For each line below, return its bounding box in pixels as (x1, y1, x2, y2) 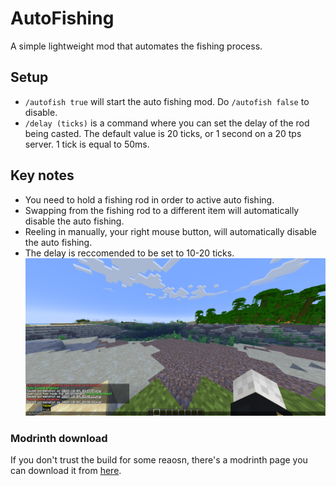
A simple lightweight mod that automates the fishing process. (10, 40, 263, 52)
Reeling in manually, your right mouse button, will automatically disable (24, 225, 317, 237)
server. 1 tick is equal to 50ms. (24, 138, 150, 150)
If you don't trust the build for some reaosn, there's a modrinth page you (10, 454, 308, 466)
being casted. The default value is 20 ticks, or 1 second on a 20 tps (24, 127, 302, 139)
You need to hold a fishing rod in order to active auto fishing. (24, 193, 275, 206)
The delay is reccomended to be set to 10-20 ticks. (24, 247, 235, 259)
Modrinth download (10, 431, 108, 445)
